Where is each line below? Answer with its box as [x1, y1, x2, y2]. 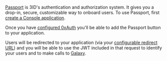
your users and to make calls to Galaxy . [5, 50, 86, 56]
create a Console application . [5, 15, 66, 20]
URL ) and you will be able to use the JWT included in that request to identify [5, 45, 162, 50]
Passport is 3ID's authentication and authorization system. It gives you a [5, 4, 154, 10]
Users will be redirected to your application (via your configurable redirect [5, 39, 157, 45]
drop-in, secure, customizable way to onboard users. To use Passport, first [5, 9, 160, 15]
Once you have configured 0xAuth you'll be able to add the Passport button [5, 24, 161, 30]
